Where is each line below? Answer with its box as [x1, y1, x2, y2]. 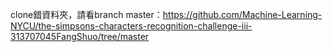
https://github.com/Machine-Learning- [162, 9, 323, 20]
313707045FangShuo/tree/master [10, 31, 150, 42]
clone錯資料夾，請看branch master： [10, 9, 163, 20]
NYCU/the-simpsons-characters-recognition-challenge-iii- [10, 20, 253, 32]
